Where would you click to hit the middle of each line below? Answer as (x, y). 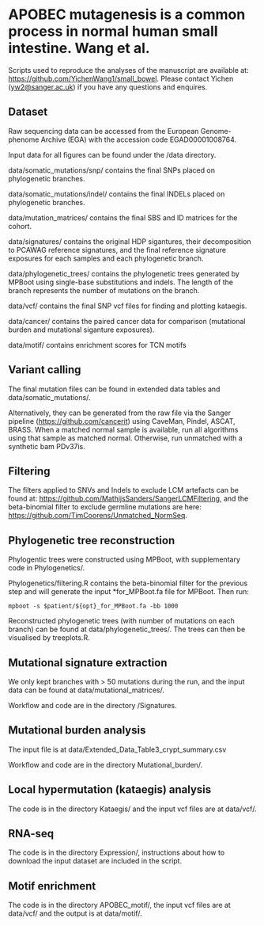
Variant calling (45, 370)
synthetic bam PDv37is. (47, 446)
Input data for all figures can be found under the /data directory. (112, 154)
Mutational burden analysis (77, 730)
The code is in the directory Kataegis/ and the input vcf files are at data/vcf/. (132, 809)
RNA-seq (31, 834)
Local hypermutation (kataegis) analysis (110, 790)
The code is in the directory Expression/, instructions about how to (117, 852)
